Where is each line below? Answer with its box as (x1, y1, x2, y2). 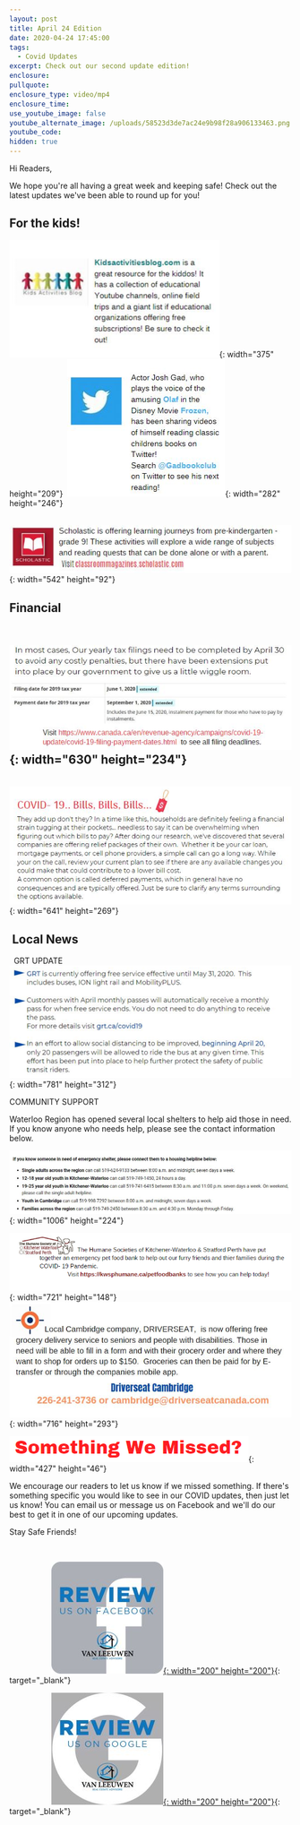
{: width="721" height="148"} (9, 1292, 117, 1303)
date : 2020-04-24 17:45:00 (9, 33, 110, 42)
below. (9, 1133, 34, 1144)
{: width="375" (219, 349, 275, 359)
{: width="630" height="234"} (9, 753, 188, 768)
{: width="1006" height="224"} (9, 1215, 124, 1226)
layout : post (9, 14, 58, 23)
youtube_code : (9, 128, 63, 137)
